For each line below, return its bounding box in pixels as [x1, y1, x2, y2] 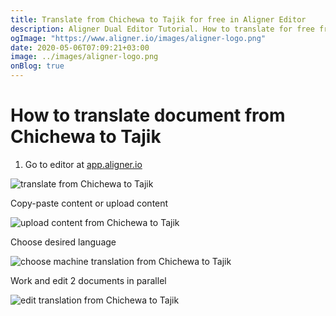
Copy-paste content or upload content [10, 197, 169, 209]
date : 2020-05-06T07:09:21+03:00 [10, 42, 150, 53]
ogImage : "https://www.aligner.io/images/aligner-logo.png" [10, 33, 267, 43]
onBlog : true [10, 61, 65, 71]
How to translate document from [10, 104, 286, 127]
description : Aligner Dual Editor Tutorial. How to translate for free [10, 24, 315, 34]
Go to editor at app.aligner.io [24, 158, 143, 170]
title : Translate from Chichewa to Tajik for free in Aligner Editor [10, 14, 307, 25]
